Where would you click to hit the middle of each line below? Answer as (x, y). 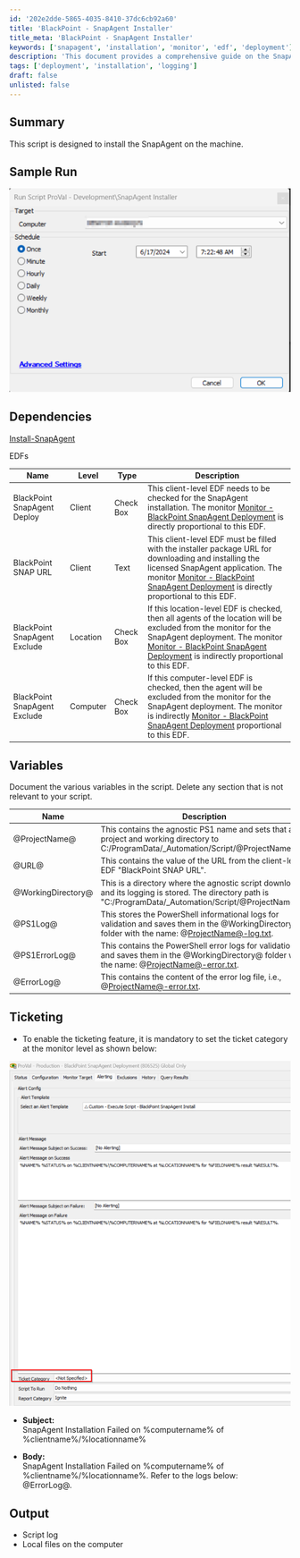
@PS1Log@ (35, 923)
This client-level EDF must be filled (212, 539)
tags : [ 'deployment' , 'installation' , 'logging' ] (104, 66)
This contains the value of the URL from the (180, 861)
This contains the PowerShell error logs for (179, 946)
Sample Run (43, 171)
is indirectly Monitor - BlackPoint (208, 716)
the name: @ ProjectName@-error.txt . (170, 965)
